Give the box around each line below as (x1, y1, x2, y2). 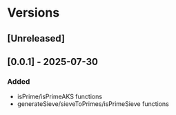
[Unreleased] (7, 33, 66, 44)
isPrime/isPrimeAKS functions (17, 92, 102, 101)
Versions (7, 5, 60, 21)
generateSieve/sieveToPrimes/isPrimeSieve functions (17, 100, 169, 108)
